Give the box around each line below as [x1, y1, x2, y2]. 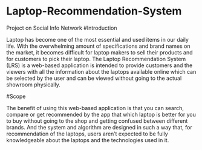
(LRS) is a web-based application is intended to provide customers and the [6, 62, 193, 69]
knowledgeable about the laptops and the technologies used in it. [6, 136, 169, 143]
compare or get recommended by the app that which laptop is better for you [6, 111, 197, 118]
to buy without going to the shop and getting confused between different [6, 117, 188, 125]
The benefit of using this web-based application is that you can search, [6, 104, 184, 111]
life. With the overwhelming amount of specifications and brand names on [6, 42, 191, 50]
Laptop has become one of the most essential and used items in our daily [6, 36, 189, 43]
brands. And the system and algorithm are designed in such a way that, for [6, 123, 192, 131]
